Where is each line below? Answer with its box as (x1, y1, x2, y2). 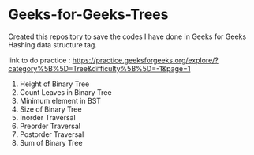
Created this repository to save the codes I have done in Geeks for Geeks (8, 32, 247, 41)
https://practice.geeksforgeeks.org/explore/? (72, 55, 219, 65)
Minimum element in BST (19, 96, 101, 105)
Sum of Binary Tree (19, 138, 83, 147)
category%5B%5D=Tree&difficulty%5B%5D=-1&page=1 (8, 63, 191, 73)
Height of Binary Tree (19, 79, 90, 89)
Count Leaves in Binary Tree (19, 87, 112, 96)
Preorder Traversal (19, 121, 81, 130)
